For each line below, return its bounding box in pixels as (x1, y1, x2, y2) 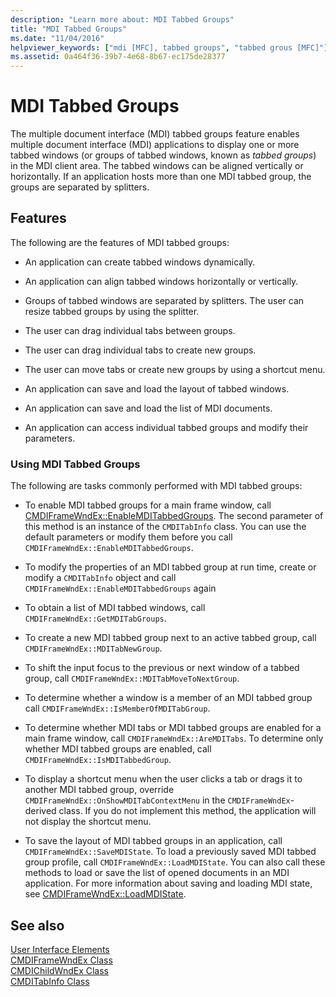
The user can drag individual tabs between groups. (24, 324, 236, 336)
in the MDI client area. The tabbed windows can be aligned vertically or (10, 160, 304, 172)
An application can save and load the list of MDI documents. (24, 402, 273, 414)
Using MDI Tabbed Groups (10, 457, 141, 471)
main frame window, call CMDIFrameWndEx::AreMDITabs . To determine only (24, 732, 324, 745)
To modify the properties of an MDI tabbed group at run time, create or (24, 561, 317, 573)
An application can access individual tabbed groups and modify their (24, 421, 309, 433)
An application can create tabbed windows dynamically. (24, 256, 256, 268)
